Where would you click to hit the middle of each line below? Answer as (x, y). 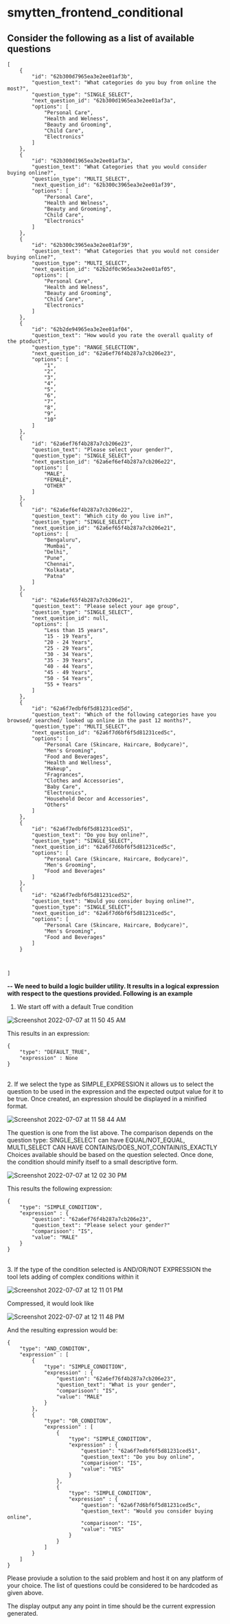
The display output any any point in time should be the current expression (112, 1606)
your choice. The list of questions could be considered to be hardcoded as (113, 1585)
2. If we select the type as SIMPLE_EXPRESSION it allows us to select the (111, 1084)
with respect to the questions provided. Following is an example (100, 993)
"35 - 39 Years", (69, 660)
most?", (18, 89)
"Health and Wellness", (78, 763)
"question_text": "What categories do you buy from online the (124, 83)
